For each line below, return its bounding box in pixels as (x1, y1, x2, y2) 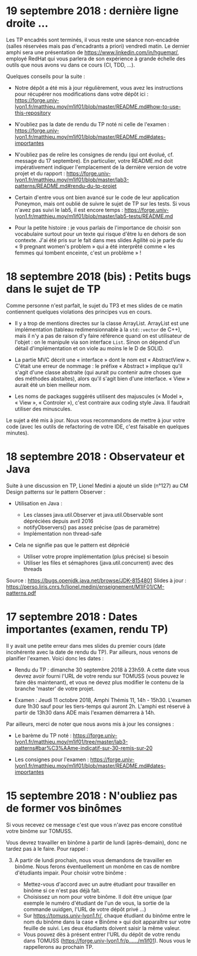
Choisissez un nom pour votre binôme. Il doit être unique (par (23, 893, 172, 900)
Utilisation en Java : (14, 500, 63, 507)
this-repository (14, 109, 51, 116)
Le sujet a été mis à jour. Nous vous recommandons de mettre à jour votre (6, 416, 185, 423)
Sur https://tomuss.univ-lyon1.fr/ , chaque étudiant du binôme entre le (23, 912, 191, 919)
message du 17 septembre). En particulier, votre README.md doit (14, 157, 173, 164)
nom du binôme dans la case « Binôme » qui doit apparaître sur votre (23, 918, 191, 925)
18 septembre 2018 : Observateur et (6, 450, 185, 464)
